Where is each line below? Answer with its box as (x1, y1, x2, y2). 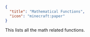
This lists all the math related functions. (5, 27, 85, 33)
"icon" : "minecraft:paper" (9, 14, 65, 18)
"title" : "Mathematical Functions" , (9, 9, 85, 14)
